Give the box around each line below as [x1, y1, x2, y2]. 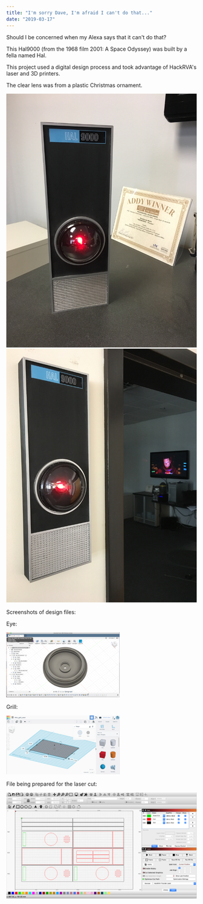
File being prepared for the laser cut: [6, 780, 98, 787]
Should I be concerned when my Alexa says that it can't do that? [6, 33, 167, 40]
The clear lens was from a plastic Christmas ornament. [6, 82, 143, 89]
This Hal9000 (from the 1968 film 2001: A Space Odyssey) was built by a [6, 45, 187, 53]
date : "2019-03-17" [6, 16, 56, 22]
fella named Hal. [6, 51, 47, 59]
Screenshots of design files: [6, 608, 76, 616]
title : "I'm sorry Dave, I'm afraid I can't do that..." [6, 10, 153, 16]
